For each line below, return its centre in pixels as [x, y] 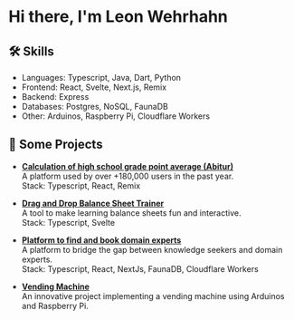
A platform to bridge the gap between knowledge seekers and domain [152, 249]
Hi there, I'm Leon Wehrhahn [118, 17]
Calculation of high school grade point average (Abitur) [128, 166]
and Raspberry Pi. [55, 305]
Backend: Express [55, 97]
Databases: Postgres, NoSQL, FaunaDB [95, 107]
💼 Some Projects [56, 145]
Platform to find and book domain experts [101, 240]
